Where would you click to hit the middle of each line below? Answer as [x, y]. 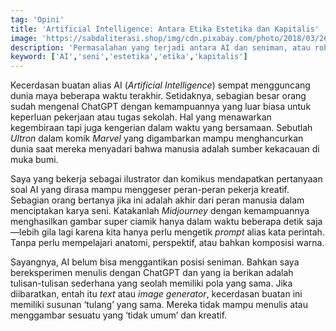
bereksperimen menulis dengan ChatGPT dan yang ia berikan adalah [152, 273]
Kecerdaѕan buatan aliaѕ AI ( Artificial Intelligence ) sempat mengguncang [160, 85]
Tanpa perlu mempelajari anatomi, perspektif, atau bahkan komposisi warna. [167, 243]
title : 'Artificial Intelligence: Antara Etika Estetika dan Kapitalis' [165, 29]
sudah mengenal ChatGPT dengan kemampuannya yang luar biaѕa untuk [161, 107]
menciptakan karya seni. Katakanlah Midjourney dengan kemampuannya [160, 211]
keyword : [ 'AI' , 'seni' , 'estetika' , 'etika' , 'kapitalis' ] [129, 57]
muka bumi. [34, 160]
